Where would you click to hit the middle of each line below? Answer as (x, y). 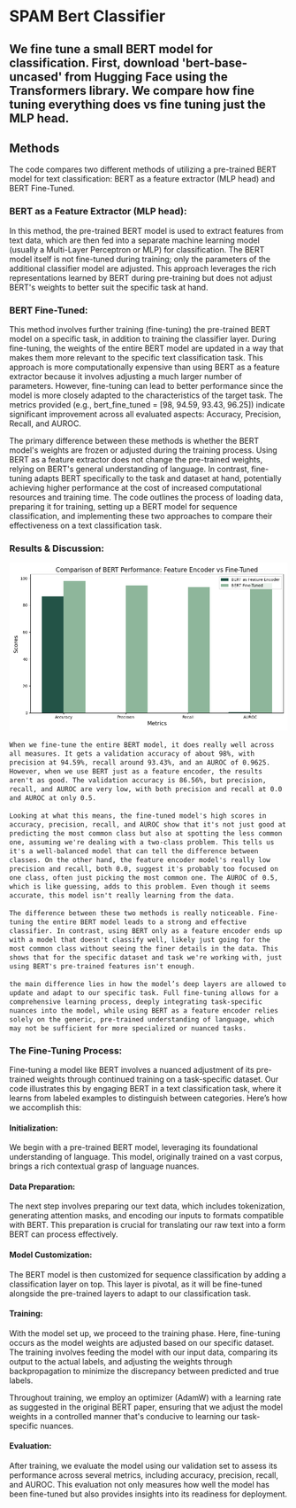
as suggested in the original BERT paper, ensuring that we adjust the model (146, 1407)
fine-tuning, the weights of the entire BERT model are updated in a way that (147, 348)
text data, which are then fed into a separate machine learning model (135, 240)
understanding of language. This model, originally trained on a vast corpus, (146, 1157)
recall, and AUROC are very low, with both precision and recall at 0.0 (146, 789)
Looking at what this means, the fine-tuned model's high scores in (138, 816)
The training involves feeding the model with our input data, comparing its (144, 1352)
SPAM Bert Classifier (87, 16)
